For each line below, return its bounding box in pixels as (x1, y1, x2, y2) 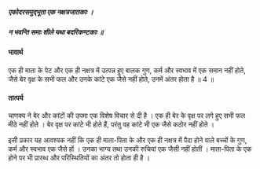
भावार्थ (8, 48, 24, 57)
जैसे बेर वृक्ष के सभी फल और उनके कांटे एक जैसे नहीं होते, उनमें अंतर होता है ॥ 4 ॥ (8, 74, 214, 83)
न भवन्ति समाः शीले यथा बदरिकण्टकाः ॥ (8, 27, 104, 36)
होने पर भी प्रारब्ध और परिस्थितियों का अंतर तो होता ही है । (8, 153, 151, 163)
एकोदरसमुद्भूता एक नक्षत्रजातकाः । (8, 7, 94, 17)
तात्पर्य (8, 93, 24, 102)
